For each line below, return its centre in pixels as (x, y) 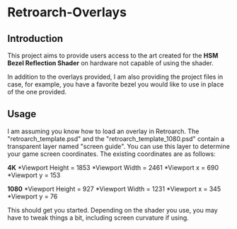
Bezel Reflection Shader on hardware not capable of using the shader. (110, 63)
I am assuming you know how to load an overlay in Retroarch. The (103, 131)
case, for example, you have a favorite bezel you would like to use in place (116, 84)
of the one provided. (37, 92)
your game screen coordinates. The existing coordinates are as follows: (111, 154)
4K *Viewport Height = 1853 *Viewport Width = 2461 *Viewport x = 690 (113, 167)
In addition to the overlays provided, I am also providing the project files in (115, 77)
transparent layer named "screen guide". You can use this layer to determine (118, 146)
